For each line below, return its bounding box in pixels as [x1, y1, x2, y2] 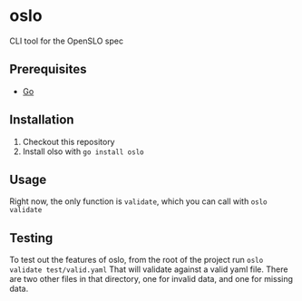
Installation [9, 112, 74, 128]
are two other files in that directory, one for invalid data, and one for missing [9, 274, 293, 285]
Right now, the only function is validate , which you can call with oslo [9, 196, 268, 207]
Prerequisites [9, 62, 87, 77]
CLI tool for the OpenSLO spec [9, 35, 124, 46]
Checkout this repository [22, 136, 115, 147]
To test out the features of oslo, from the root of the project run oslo [9, 255, 264, 266]
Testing [9, 230, 54, 246]
